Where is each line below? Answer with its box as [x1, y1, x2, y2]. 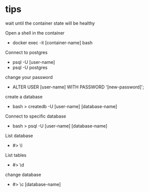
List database [5, 132, 34, 139]
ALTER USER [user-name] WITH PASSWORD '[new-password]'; [12, 84, 144, 90]
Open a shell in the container [5, 30, 65, 36]
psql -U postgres [12, 64, 48, 70]
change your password [5, 74, 53, 80]
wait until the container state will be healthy [5, 20, 95, 26]
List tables [5, 152, 27, 158]
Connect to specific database [5, 113, 66, 119]
